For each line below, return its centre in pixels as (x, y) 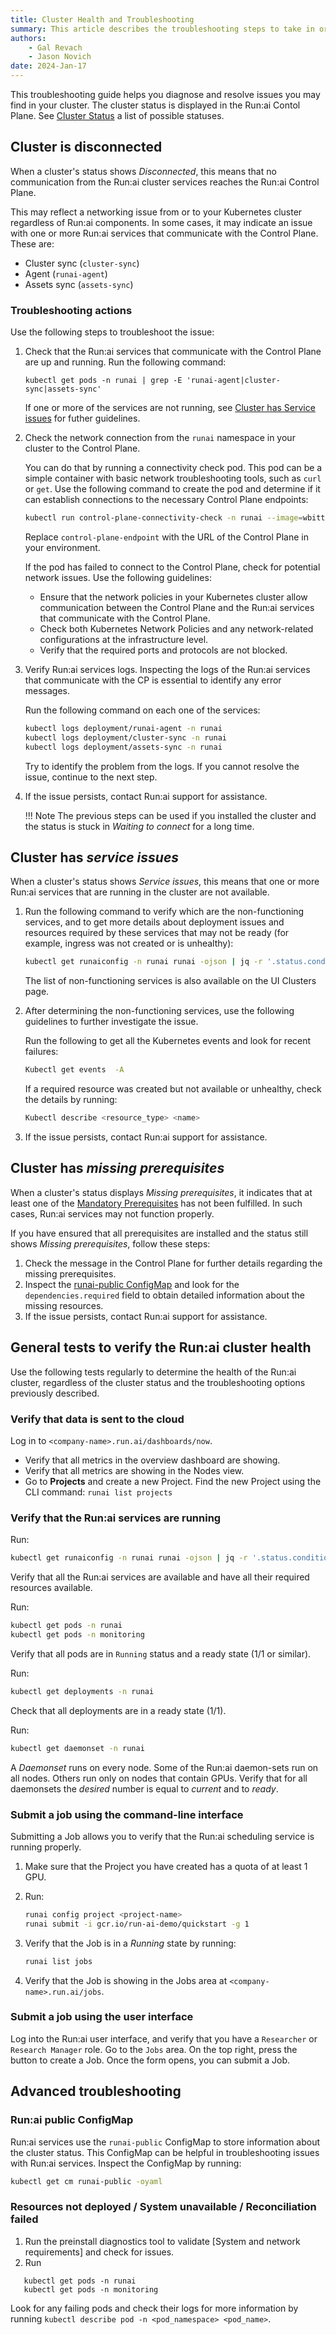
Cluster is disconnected (86, 147)
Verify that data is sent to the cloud (97, 1419)
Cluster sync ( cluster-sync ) (82, 263)
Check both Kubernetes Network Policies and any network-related (176, 628)
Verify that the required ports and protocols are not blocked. (163, 650)
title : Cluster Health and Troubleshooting (102, 19)
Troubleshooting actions (71, 310)
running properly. (46, 1847)
